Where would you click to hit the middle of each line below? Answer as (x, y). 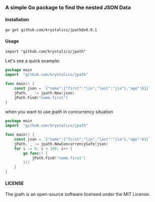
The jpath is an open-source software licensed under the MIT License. (78, 194)
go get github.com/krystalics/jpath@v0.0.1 (51, 30)
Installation (17, 19)
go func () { (36, 153)
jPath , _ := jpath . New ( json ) (44, 93)
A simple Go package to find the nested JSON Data (68, 7)
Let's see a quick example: (33, 61)
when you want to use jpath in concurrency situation (59, 112)
